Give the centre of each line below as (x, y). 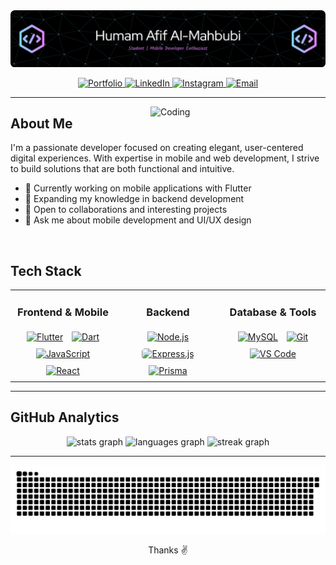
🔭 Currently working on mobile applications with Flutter (138, 188)
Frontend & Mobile (63, 312)
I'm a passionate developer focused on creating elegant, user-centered (157, 148)
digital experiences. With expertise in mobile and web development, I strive (165, 158)
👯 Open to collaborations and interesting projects (126, 210)
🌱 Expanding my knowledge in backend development (134, 199)
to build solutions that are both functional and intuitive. (122, 169)
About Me (41, 123)
